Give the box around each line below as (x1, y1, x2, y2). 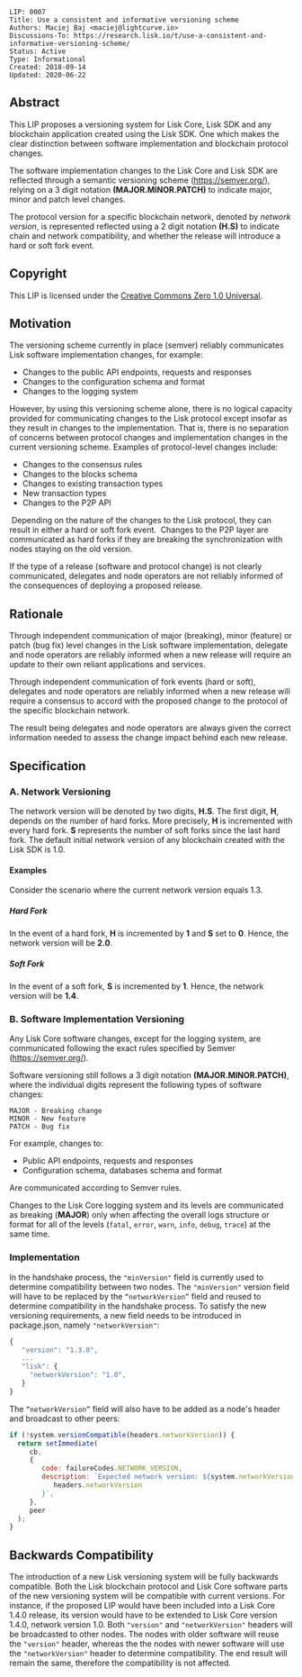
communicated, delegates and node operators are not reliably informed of (9, 571, 284, 582)
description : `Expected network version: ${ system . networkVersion (41, 1473, 296, 1482)
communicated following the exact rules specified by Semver (9, 1043, 236, 1054)
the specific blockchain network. (9, 705, 130, 716)
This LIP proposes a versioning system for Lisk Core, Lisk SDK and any (9, 119, 272, 130)
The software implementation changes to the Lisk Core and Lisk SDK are (9, 165, 279, 176)
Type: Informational (9, 55, 87, 64)
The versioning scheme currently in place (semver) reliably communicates (9, 340, 285, 350)
